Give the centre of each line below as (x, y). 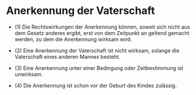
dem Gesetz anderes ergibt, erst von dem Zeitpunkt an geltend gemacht (102, 33)
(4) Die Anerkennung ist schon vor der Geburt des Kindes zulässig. (96, 85)
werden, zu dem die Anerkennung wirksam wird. (73, 39)
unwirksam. (28, 74)
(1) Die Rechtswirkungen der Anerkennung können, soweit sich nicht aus (102, 27)
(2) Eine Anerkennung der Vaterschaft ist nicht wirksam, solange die (97, 50)
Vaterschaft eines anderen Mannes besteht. (67, 57)
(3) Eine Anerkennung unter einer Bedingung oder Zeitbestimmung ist (99, 68)
